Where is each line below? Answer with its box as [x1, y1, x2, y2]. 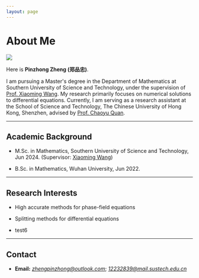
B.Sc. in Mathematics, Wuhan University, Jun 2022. [14, 165, 140, 172]
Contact [6, 250, 37, 260]
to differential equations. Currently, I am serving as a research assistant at [6, 96, 187, 104]
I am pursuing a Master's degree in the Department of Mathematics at [6, 78, 176, 85]
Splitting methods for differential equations [14, 215, 120, 222]
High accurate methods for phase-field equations [14, 204, 136, 211]
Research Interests [6, 188, 78, 198]
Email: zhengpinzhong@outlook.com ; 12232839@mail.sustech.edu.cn [14, 265, 187, 272]
